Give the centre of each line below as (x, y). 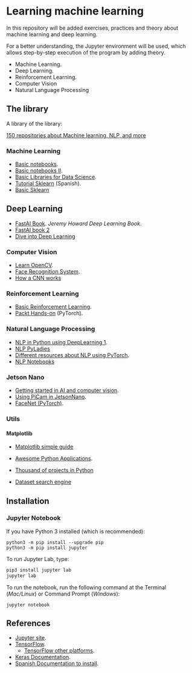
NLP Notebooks (35, 361)
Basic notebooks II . (39, 171)
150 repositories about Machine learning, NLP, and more (76, 135)
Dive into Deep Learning (45, 236)
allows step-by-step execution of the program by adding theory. (86, 52)
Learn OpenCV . (34, 265)
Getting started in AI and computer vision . (67, 390)
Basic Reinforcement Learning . (53, 307)
